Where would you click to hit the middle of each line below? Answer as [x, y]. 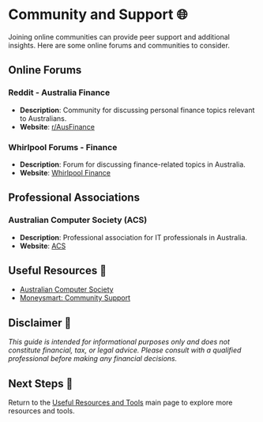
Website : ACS [43, 246]
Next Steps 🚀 [41, 384]
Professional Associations [74, 198]
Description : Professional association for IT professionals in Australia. [133, 237]
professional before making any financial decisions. [93, 359]
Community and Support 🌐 [98, 15]
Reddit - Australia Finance [59, 92]
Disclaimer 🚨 [40, 323]
